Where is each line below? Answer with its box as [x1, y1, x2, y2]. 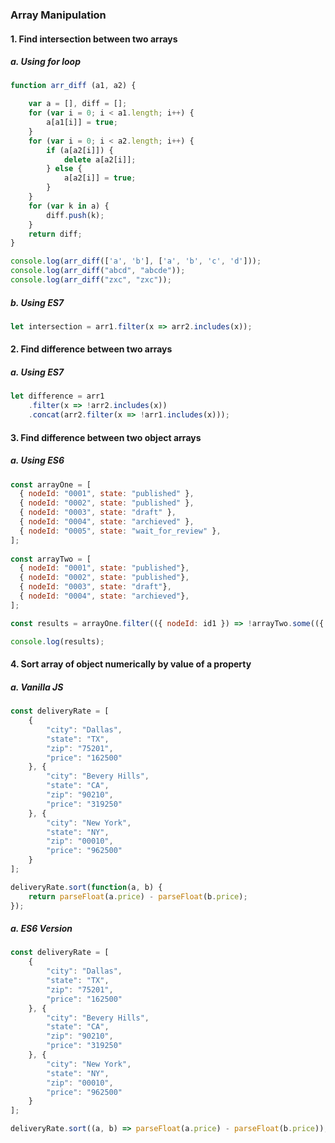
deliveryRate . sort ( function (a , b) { [10, 882, 163, 892]
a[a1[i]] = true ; [46, 118, 118, 128]
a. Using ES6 [10, 454, 65, 467]
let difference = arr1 [10, 391, 105, 402]
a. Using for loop [10, 56, 82, 68]
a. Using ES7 [10, 366, 65, 378]
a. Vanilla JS [10, 681, 64, 693]
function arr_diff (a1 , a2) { [10, 81, 137, 91]
